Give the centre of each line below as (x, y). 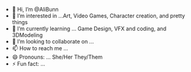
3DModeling (27, 35)
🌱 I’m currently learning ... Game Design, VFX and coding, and (89, 28)
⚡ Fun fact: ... (28, 64)
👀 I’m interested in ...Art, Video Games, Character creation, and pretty (99, 16)
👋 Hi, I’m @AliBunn (35, 9)
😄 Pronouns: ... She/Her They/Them (57, 57)
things (20, 22)
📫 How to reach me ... (40, 48)
